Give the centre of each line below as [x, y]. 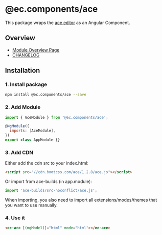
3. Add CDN [19, 152]
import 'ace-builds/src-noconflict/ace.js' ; [51, 191]
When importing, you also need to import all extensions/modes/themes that [81, 200]
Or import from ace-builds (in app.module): [48, 182]
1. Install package [26, 84]
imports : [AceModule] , [33, 131]
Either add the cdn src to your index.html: [47, 163]
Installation [23, 70]
